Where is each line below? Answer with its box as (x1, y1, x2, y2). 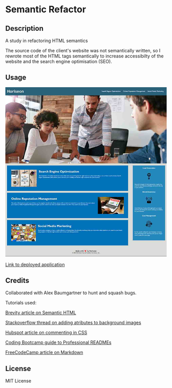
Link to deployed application (5, 261, 65, 268)
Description (5, 24, 44, 33)
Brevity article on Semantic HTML (5, 310, 76, 316)
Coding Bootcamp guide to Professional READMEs (5, 339, 112, 345)
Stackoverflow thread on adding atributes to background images (5, 319, 142, 326)
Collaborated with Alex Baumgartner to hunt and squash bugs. (5, 290, 137, 296)
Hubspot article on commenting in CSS (5, 330, 88, 336)
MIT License (5, 378, 32, 384)
